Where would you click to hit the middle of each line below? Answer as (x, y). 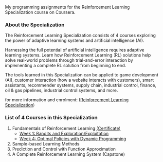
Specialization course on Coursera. (40, 12)
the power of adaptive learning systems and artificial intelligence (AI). (75, 40)
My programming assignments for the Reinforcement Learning (67, 7)
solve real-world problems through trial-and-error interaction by (69, 60)
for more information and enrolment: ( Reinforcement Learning (67, 100)
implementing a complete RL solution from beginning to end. (66, 66)
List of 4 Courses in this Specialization (51, 118)
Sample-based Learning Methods (46, 144)
